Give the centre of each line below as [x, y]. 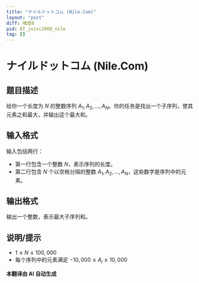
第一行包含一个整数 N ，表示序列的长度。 [65, 164]
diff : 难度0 [20, 23]
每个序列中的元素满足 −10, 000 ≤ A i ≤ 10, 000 [71, 261]
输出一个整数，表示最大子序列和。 [49, 217]
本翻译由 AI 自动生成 [32, 273]
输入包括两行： [25, 151]
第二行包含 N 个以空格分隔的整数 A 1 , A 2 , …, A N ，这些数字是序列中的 [98, 172]
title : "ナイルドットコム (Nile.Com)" [51, 12]
